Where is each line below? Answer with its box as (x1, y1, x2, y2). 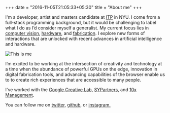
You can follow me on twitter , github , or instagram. (5, 102, 111, 108)
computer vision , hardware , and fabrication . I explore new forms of (5, 30, 145, 36)
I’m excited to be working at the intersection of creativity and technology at (5, 61, 162, 66)
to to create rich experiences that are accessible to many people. (5, 77, 141, 83)
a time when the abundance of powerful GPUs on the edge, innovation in (5, 66, 157, 72)
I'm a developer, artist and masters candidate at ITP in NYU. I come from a (5, 14, 160, 20)
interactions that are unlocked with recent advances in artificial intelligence (5, 35, 162, 42)
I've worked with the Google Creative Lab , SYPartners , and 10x (5, 87, 137, 93)
